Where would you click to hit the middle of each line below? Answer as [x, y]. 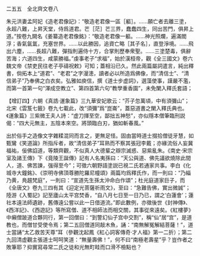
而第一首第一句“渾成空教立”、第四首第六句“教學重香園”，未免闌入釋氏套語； [99, 88]
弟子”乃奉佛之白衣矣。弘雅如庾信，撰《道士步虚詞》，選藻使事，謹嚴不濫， [102, 81]
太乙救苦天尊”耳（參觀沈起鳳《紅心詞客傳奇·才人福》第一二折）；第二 [108, 232]
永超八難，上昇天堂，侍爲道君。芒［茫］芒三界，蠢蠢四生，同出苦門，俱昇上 [100, 29]
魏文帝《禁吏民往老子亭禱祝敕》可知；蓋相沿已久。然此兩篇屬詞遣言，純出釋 [100, 66]
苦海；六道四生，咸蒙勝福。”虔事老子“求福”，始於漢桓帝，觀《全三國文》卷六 [100, 59]
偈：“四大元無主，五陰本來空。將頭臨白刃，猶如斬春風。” [75, 123]
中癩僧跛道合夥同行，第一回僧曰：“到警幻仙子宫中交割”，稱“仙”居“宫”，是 [96, 217]
